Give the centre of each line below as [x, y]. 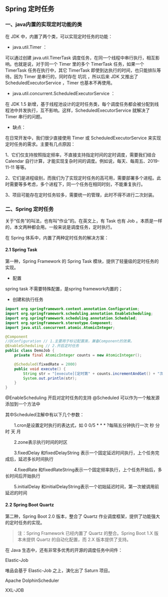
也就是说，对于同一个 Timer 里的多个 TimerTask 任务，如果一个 [79, 64]
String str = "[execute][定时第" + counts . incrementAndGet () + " [91, 374]
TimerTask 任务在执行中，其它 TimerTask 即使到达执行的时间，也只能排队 [81, 70]
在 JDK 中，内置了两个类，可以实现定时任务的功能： [59, 36]
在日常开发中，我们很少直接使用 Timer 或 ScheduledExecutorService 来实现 [83, 138]
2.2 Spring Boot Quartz [29, 504]
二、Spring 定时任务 [29, 209]
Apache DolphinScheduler [32, 580]
